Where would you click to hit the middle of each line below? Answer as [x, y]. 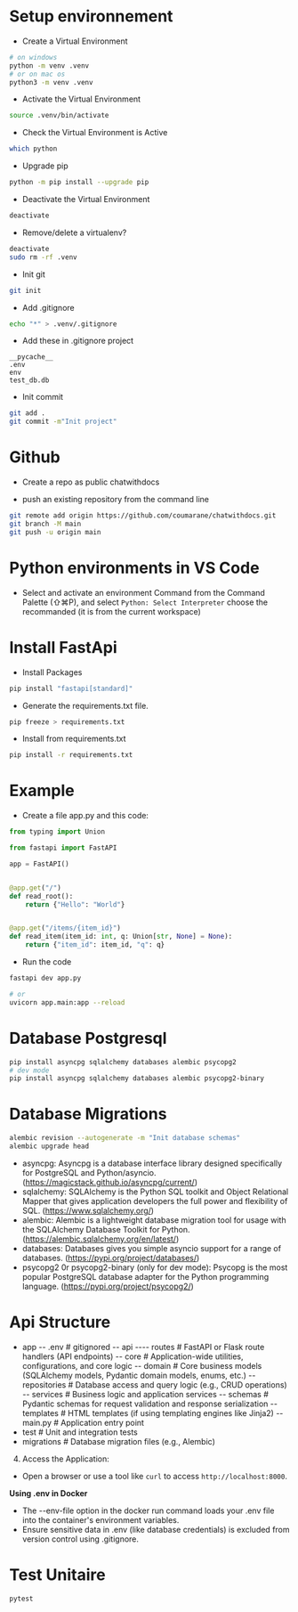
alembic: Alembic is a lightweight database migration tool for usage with [154, 1220]
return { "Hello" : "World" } [75, 904]
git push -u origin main [55, 532]
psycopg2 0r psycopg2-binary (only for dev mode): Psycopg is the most [155, 1267]
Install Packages [52, 672]
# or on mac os [37, 74]
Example [42, 791]
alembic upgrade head [49, 1146]
